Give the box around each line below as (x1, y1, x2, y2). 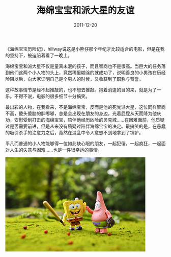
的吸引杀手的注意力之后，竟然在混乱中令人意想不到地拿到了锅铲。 (5, 129, 144, 135)
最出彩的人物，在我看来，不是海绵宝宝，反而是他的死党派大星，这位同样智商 (5, 104, 166, 110)
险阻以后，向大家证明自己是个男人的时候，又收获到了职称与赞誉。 (5, 76, 144, 82)
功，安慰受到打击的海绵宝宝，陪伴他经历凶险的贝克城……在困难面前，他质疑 (5, 116, 165, 123)
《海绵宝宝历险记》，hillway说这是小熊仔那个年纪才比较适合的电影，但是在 (5, 45, 160, 52)
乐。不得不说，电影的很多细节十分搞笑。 (5, 93, 90, 99)
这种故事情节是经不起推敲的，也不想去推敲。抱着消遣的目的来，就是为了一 (5, 86, 161, 92)
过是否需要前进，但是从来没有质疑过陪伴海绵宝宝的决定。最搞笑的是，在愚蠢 (5, 123, 166, 129)
